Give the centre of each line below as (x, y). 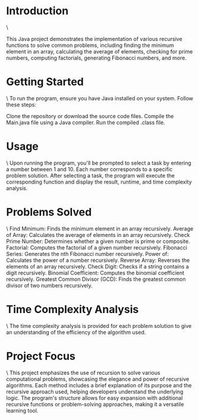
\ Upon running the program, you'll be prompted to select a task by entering (99, 163)
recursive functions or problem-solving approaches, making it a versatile (95, 404)
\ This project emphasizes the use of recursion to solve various (83, 372)
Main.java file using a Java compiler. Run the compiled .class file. (86, 122)
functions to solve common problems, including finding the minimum (90, 45)
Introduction (37, 11)
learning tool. (22, 410)
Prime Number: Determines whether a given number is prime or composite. (98, 241)
